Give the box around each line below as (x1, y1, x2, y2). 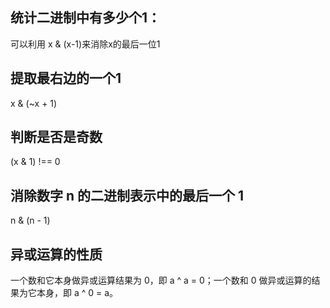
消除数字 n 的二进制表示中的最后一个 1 (10, 187, 245, 204)
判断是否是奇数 (10, 129, 103, 146)
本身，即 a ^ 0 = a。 (36, 287, 119, 299)
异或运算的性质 (10, 246, 103, 263)
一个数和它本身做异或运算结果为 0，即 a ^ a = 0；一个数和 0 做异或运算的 (10, 274, 312, 287)
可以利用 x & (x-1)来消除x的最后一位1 (10, 38, 161, 50)
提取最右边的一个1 (10, 70, 122, 87)
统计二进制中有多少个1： (10, 9, 162, 27)
